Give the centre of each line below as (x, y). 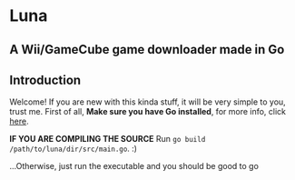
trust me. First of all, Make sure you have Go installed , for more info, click (148, 112)
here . (19, 121)
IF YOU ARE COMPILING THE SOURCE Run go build (108, 139)
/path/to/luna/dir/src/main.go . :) (74, 149)
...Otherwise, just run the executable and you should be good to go (134, 166)
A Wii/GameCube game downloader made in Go (147, 50)
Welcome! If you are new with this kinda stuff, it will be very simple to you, (147, 102)
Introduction (45, 80)
